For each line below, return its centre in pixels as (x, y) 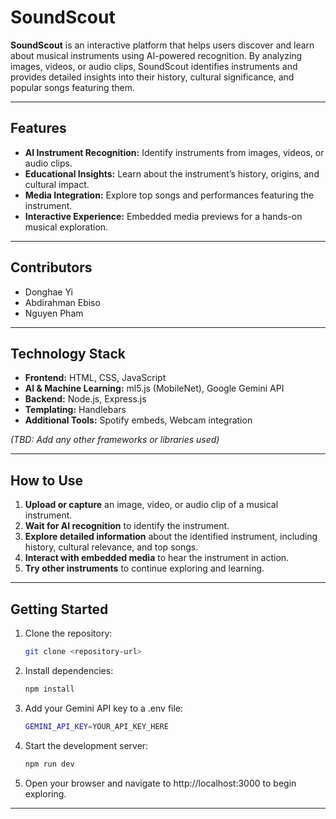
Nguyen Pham (54, 313)
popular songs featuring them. (72, 87)
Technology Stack (68, 353)
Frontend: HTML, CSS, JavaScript (95, 378)
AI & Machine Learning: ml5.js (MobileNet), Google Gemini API (154, 388)
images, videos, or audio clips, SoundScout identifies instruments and (154, 66)
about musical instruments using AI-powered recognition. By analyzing (156, 55)
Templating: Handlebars (75, 410)
